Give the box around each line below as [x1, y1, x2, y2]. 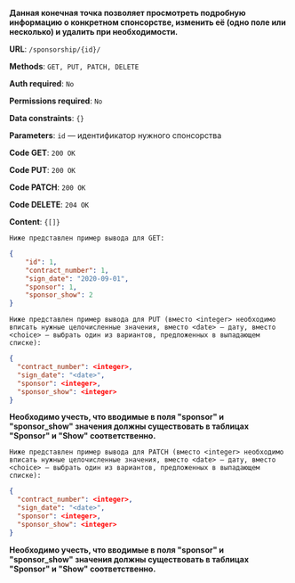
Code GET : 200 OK [9, 147, 76, 158]
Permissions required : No [9, 95, 103, 106]
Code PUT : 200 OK [9, 165, 76, 175]
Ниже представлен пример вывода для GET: [9, 234, 165, 242]
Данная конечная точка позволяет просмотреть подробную [9, 8, 246, 18]
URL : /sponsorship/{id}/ [9, 44, 101, 54]
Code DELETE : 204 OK [9, 200, 90, 209]
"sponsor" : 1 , [25, 283, 77, 291]
